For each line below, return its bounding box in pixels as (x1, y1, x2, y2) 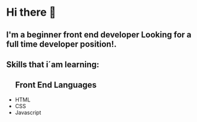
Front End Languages (14, 80, 97, 90)
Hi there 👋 (6, 5, 56, 19)
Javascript (14, 109, 42, 116)
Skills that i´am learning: (6, 59, 99, 69)
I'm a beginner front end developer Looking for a (6, 30, 192, 40)
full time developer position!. (6, 39, 117, 49)
